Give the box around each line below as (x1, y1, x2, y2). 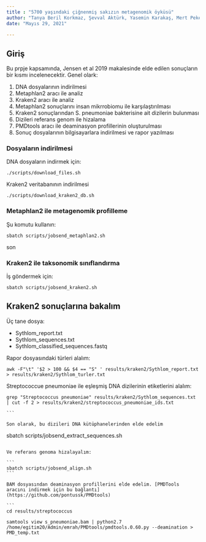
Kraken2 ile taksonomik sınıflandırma (6, 258, 120, 267)
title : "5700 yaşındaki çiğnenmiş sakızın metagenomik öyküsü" (6, 9, 174, 15)
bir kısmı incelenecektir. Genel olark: (6, 71, 98, 79)
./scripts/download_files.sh (6, 170, 81, 176)
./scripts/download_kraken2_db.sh (6, 193, 95, 199)
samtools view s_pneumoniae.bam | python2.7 (6, 519, 122, 525)
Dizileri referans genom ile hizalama (15, 116, 106, 123)
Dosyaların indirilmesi (6, 144, 73, 153)
